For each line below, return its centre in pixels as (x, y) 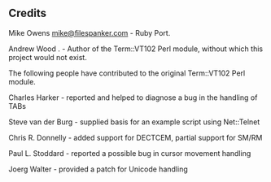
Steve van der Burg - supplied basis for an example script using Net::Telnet (134, 122)
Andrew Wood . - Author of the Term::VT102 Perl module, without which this (135, 49)
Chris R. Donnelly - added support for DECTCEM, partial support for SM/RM (135, 137)
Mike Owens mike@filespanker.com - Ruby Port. (90, 32)
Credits (28, 13)
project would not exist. (48, 57)
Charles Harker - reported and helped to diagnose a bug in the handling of (133, 97)
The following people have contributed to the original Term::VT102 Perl (127, 73)
